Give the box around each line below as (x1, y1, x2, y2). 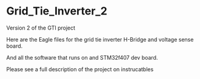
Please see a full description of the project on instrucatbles (6, 65, 154, 73)
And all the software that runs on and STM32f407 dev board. (6, 54, 158, 61)
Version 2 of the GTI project (6, 24, 76, 31)
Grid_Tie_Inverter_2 (6, 4, 108, 18)
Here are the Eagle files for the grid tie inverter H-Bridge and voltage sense (6, 36, 194, 43)
